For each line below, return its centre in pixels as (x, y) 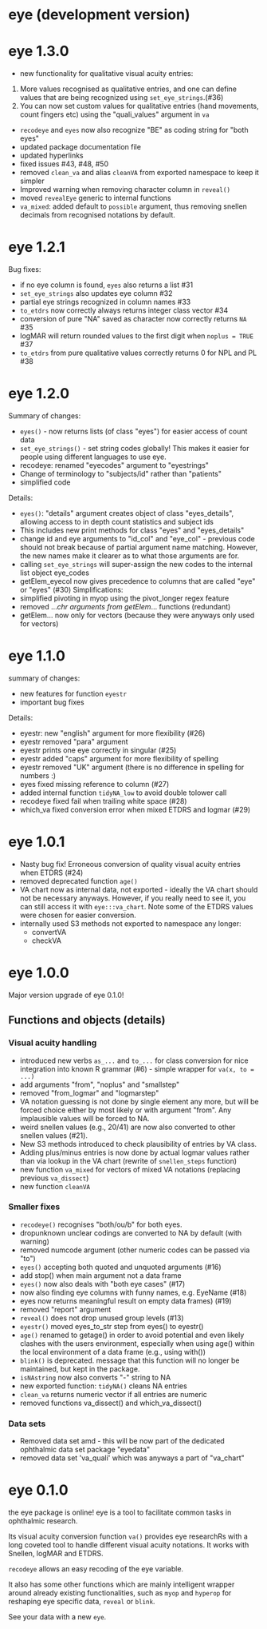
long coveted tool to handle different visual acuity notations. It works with (129, 1545)
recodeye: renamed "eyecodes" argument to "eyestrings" (114, 465)
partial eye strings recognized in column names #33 (105, 302)
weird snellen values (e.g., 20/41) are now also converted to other (128, 1127)
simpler (32, 181)
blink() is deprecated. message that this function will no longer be (130, 1360)
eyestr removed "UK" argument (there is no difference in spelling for (132, 767)
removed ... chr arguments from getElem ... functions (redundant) (125, 607)
